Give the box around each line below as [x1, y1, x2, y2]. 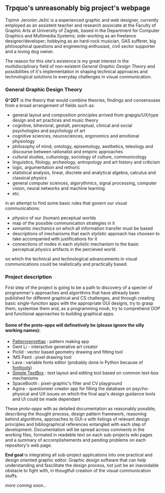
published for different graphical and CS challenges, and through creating [5, 295, 155, 301]
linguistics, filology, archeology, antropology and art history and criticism [12, 159, 160, 165]
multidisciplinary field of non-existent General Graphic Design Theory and [5, 63, 155, 69]
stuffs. [5, 473, 18, 479]
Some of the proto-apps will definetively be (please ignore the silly [5, 322, 144, 328]
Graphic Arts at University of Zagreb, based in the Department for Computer [5, 27, 160, 34]
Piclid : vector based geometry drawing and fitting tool [12, 349, 123, 354]
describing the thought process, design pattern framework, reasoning [5, 411, 147, 417]
